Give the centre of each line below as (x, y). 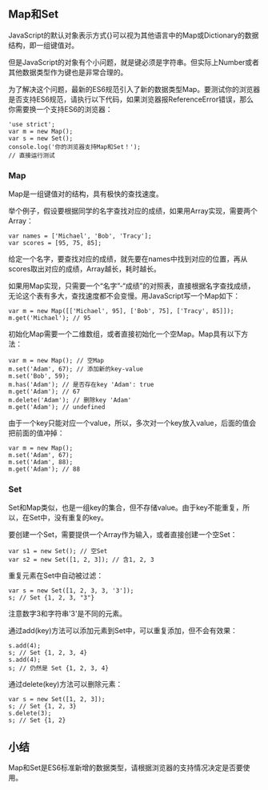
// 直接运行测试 (32, 155)
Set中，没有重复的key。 (68, 518)
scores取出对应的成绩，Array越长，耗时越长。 (85, 269)
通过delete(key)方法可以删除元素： (66, 684)
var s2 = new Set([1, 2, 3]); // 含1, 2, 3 (81, 560)
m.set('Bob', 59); (39, 376)
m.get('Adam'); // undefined (57, 407)
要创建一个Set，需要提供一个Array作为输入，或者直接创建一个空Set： (123, 535)
